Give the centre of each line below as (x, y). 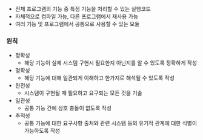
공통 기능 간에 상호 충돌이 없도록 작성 (68, 108)
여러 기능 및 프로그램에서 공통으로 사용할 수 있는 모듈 (77, 24)
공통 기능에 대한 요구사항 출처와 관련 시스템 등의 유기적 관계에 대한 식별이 (111, 123)
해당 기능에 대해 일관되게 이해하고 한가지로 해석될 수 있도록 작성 (99, 78)
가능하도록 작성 (42, 131)
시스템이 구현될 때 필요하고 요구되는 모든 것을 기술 (83, 93)
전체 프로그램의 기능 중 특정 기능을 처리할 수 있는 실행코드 (83, 9)
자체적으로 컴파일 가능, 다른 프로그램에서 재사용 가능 (76, 16)
